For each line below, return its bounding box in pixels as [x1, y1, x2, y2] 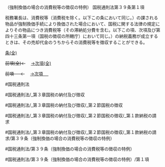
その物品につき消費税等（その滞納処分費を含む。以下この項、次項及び [13, 27, 156, 33]
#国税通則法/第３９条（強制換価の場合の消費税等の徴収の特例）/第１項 [5, 157, 149, 162]
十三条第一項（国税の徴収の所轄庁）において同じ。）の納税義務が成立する [9, 33, 159, 39]
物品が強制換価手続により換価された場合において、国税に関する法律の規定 [5, 21, 156, 27]
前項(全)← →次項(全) [5, 61, 52, 66]
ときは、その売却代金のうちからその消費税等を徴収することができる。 [5, 39, 148, 45]
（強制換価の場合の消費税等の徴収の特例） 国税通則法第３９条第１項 [5, 4, 144, 10]
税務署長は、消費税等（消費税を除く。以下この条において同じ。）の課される [5, 15, 159, 21]
